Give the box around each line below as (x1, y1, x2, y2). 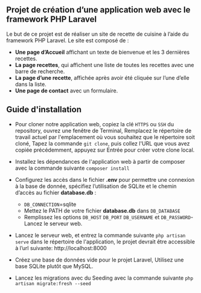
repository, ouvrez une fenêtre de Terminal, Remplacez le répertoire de (14, 127, 192, 134)
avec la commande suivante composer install (14, 164, 130, 172)
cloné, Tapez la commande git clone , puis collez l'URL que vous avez (14, 140, 190, 147)
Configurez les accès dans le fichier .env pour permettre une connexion (14, 176, 195, 183)
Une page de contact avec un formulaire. (14, 87, 118, 94)
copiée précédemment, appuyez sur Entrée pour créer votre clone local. (14, 146, 195, 153)
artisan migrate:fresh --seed (14, 280, 92, 286)
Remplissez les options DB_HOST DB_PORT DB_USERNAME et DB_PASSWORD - (24, 213, 194, 221)
